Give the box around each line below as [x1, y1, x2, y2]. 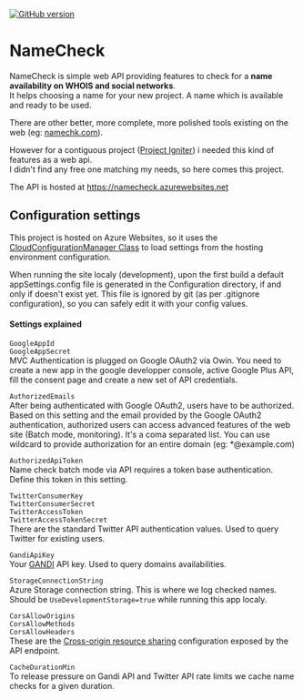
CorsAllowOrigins [9, 611, 76, 621]
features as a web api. [9, 154, 93, 165]
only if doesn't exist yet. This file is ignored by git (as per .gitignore [9, 288, 260, 299]
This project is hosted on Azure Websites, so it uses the [9, 232, 218, 243]
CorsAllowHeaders [9, 627, 76, 636]
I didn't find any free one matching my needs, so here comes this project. [9, 164, 285, 175]
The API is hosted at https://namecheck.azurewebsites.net [9, 181, 229, 192]
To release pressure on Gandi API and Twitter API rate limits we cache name [9, 670, 295, 682]
